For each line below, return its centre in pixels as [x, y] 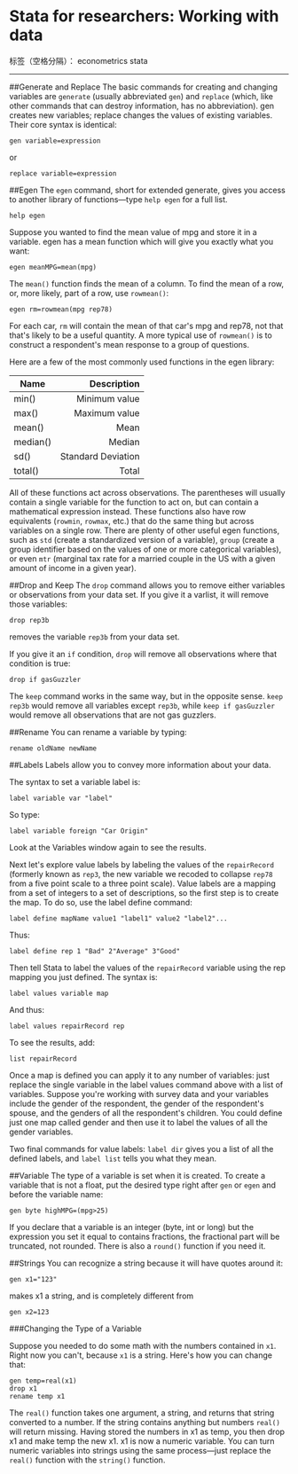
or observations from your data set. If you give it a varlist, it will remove [139, 594]
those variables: [39, 604]
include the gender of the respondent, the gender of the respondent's [137, 1103]
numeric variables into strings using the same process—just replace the [140, 1450]
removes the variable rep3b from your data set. [94, 637]
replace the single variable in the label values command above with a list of [146, 1085]
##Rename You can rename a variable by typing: [98, 732]
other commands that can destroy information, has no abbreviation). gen [142, 106]
